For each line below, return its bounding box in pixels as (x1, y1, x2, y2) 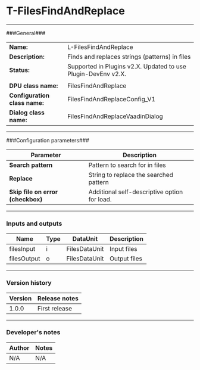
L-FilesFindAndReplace (67, 43, 133, 51)
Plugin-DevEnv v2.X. (67, 70, 127, 78)
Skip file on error (9, 188, 58, 196)
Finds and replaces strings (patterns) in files (67, 52, 191, 61)
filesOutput (9, 254, 40, 263)
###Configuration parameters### (6, 136, 89, 144)
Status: (9, 66, 30, 74)
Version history (6, 279, 52, 287)
